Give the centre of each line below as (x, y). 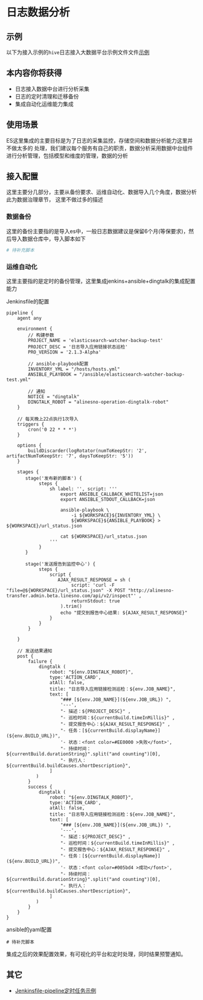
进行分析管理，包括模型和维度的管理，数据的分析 (67, 155)
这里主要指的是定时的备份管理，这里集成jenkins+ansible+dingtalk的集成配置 (101, 281)
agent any (30, 318)
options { (30, 445)
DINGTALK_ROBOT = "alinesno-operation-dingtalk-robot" (98, 402)
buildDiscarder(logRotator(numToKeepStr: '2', (88, 451)
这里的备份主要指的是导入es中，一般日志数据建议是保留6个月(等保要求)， (98, 231)
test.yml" (19, 379)
